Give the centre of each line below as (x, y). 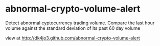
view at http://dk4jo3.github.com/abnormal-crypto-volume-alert (73, 38)
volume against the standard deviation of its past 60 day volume (73, 28)
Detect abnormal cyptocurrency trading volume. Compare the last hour (80, 23)
